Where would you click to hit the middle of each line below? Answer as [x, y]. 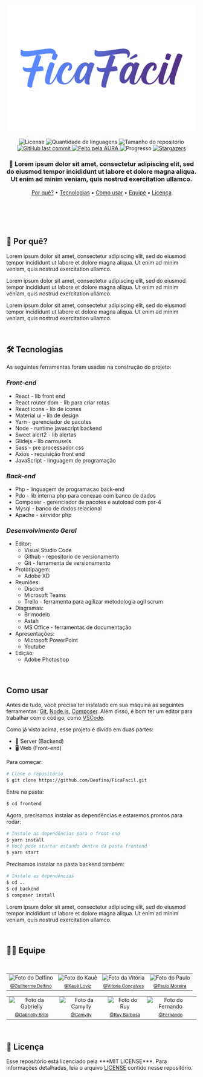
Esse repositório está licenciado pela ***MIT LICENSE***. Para [87, 1061]
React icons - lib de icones [48, 409]
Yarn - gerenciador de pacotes [53, 421]
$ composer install [31, 895]
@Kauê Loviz [78, 986]
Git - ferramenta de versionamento [67, 563]
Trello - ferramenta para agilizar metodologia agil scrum [93, 602]
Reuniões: [27, 582]
